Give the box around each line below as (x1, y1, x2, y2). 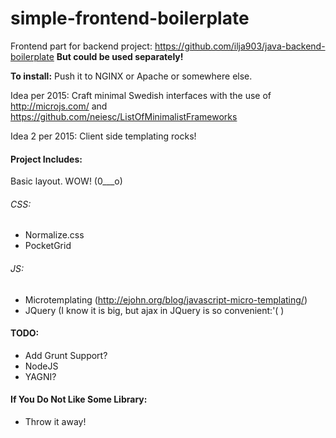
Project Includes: (10, 153, 83, 165)
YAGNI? (24, 370, 57, 382)
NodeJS (24, 360, 59, 372)
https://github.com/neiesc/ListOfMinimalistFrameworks (10, 110, 238, 122)
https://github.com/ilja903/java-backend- (154, 40, 326, 52)
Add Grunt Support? (24, 349, 108, 361)
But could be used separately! (56, 50, 184, 62)
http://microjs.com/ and (10, 100, 108, 112)
